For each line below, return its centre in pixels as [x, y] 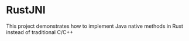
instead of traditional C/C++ [40, 32]
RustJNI [26, 10]
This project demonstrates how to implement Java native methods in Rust [94, 26]
